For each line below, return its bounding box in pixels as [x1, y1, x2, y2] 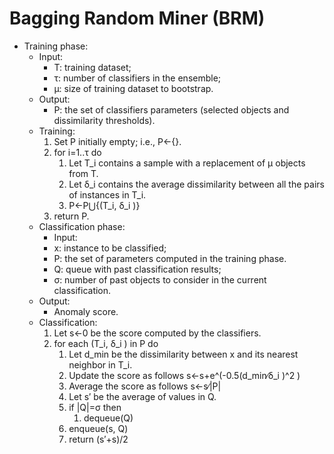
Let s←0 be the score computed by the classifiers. [53, 327, 262, 339]
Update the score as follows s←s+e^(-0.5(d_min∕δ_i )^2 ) [68, 369, 301, 381]
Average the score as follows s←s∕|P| [68, 380, 222, 392]
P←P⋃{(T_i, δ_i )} [68, 199, 141, 211]
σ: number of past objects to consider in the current [53, 273, 267, 286]
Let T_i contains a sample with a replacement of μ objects [68, 157, 306, 169]
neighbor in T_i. [68, 358, 133, 371]
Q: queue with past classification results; [53, 263, 222, 275]
